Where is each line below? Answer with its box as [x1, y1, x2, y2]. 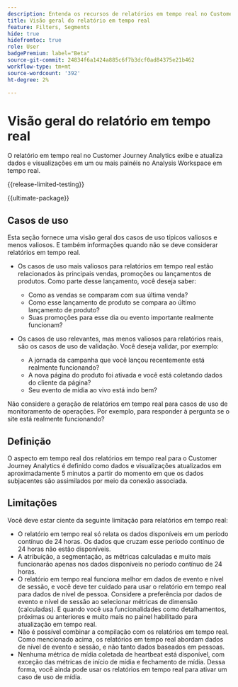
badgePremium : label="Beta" [7, 50, 91, 57]
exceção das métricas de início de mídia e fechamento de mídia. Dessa [17, 657, 225, 666]
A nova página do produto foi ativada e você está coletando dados [28, 371, 223, 380]
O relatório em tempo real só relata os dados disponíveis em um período [17, 529, 229, 538]
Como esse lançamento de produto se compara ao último [28, 298, 196, 307]
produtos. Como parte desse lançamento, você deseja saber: [17, 277, 197, 285]
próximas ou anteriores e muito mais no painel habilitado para [17, 612, 198, 620]
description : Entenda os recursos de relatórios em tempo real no [7, 10, 208, 18]
